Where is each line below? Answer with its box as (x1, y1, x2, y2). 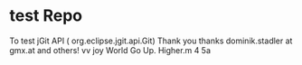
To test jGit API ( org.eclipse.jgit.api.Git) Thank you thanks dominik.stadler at (9, 35, 293, 46)
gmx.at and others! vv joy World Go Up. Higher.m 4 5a (9, 44, 211, 55)
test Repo (9, 5, 83, 26)
